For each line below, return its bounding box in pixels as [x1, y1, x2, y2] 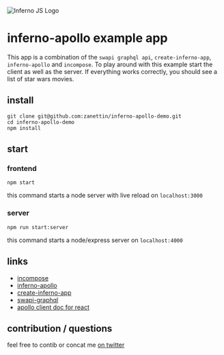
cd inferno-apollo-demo [7, 118, 75, 126]
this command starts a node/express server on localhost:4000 [7, 236, 183, 244]
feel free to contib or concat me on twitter [7, 341, 125, 349]
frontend [7, 164, 38, 174]
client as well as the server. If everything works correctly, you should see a [7, 67, 217, 75]
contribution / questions [7, 322, 113, 334]
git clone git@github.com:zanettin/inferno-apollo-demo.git [7, 113, 182, 120]
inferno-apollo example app [7, 31, 168, 46]
